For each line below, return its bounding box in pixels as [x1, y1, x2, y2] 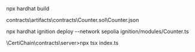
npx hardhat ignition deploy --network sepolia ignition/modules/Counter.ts [6, 28, 190, 35]
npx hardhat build [6, 5, 50, 12]
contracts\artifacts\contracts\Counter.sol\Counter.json [6, 17, 139, 23]
